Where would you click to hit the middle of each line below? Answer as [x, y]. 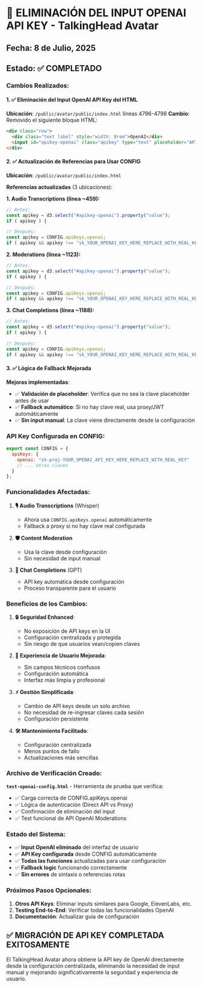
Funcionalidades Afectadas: [48, 492]
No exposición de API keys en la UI [67, 631]
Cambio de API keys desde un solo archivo [77, 706]
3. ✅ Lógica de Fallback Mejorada [49, 368]
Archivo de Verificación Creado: [54, 773]
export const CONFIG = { [37, 449]
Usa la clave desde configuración [65, 552]
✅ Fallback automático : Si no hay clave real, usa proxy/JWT [89, 407]
